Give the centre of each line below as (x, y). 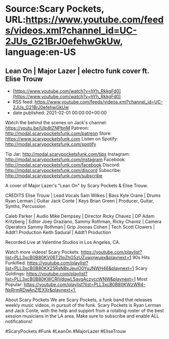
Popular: (14, 285)
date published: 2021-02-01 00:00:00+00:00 (60, 113)
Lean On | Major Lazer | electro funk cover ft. (77, 71)
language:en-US (41, 52)
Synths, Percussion (25, 206)
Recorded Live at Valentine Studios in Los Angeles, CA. (63, 242)
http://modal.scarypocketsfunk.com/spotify (51, 144)
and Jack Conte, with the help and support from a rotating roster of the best (84, 310)
